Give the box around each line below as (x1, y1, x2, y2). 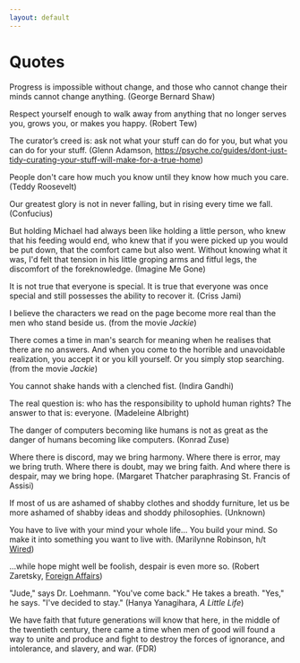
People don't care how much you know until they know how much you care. (9, 171, 289, 182)
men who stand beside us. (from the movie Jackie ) (9, 317, 197, 328)
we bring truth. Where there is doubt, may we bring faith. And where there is (9, 461, 291, 471)
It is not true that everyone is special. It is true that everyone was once (9, 280, 269, 291)
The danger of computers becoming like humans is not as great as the (9, 425, 269, 435)
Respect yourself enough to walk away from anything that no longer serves (9, 108, 287, 119)
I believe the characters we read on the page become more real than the (9, 307, 276, 318)
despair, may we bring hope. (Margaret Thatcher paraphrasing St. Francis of (9, 470, 291, 481)
